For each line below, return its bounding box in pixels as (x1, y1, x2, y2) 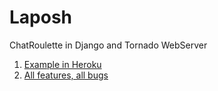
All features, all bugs (23, 69, 109, 81)
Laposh (9, 6, 73, 29)
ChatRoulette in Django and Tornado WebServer (9, 39, 208, 51)
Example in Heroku (23, 58, 102, 70)
